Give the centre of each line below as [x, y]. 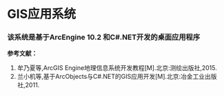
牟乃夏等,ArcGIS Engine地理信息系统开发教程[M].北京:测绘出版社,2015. [117, 68]
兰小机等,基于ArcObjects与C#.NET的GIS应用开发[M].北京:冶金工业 [111, 77]
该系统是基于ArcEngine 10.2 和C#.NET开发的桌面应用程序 [104, 37]
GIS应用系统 [42, 14]
